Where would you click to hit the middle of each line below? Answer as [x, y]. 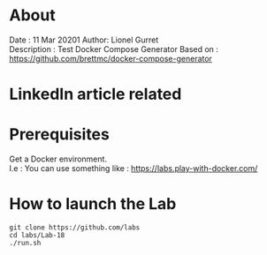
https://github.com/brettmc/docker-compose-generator [111, 58]
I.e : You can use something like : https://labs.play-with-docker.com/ [133, 169]
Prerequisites [60, 135]
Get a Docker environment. [58, 159]
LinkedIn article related [95, 94]
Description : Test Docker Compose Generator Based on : [114, 49]
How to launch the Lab [93, 204]
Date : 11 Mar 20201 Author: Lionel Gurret [84, 40]
